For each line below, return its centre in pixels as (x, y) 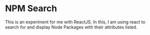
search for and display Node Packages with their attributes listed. (71, 27)
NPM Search (31, 9)
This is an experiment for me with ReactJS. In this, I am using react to (75, 22)
